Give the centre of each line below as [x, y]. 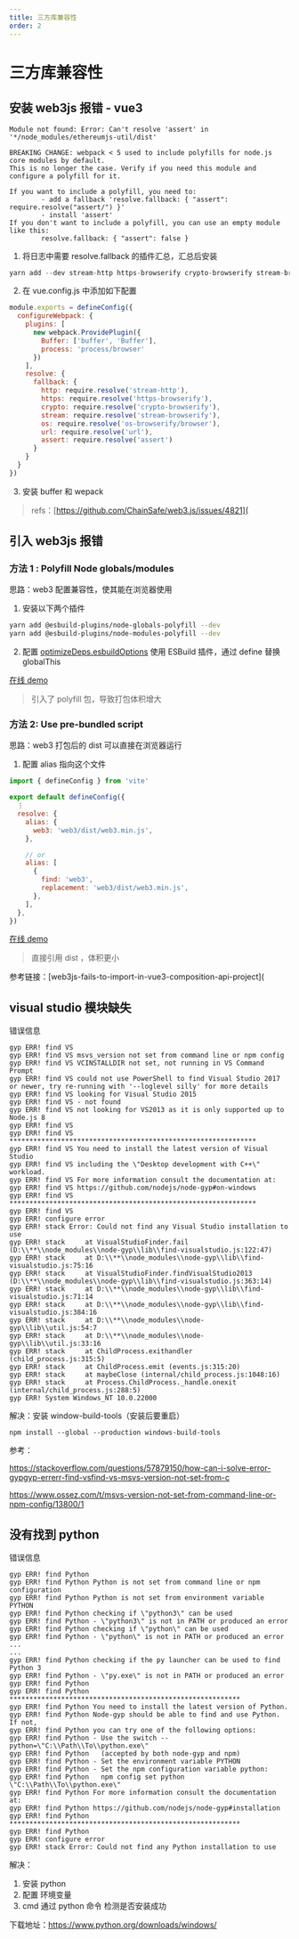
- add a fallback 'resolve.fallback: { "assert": [135, 199]
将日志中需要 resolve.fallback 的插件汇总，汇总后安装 [120, 256]
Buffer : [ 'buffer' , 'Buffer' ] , [99, 341]
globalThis [41, 662]
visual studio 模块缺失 [70, 1007]
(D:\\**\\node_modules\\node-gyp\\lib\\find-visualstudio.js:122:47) [141, 1250]
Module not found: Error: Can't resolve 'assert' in [109, 129]
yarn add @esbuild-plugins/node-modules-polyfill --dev [115, 634]
